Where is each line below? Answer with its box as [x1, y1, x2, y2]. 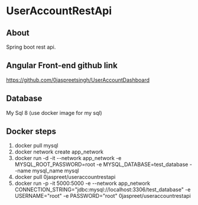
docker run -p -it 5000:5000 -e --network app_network [14, 180, 151, 187]
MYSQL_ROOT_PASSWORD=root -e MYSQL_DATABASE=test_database [14, 161, 189, 168]
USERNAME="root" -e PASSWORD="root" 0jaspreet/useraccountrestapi [14, 193, 191, 200]
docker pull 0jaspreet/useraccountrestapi [14, 174, 116, 181]
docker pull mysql [14, 142, 59, 149]
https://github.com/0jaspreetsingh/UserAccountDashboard [6, 76, 150, 84]
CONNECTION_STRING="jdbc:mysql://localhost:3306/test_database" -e [14, 186, 191, 193]
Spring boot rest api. [6, 43, 56, 50]
